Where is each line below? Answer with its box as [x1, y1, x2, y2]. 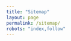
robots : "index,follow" [6, 25, 66, 32]
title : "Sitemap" [6, 8, 50, 15]
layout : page [6, 14, 39, 20]
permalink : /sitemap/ [6, 20, 61, 26]
